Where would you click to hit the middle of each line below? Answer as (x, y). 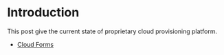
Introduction (43, 13)
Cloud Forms (35, 44)
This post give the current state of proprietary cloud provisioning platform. (112, 31)
